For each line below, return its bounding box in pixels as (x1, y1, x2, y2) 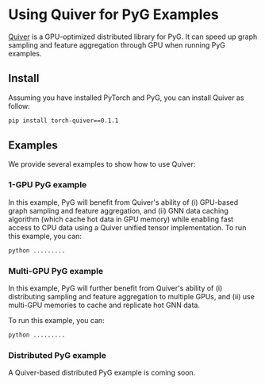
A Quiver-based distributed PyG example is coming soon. (8, 368, 196, 378)
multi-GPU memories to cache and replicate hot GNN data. (8, 300, 201, 310)
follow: (8, 101, 30, 110)
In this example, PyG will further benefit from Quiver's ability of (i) (8, 283, 223, 293)
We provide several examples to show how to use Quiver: (8, 160, 196, 169)
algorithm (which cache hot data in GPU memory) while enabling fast (8, 214, 234, 224)
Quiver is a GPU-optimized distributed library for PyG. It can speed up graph (8, 32, 258, 41)
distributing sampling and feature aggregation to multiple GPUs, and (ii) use (8, 291, 255, 301)
